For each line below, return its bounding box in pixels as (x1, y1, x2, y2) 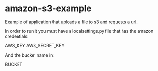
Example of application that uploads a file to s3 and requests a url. (5, 19, 138, 25)
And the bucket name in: (5, 52, 54, 58)
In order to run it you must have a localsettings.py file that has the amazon (5, 28, 154, 34)
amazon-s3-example (5, 3, 92, 14)
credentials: (5, 33, 29, 39)
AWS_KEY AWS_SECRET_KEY (5, 43, 65, 48)
